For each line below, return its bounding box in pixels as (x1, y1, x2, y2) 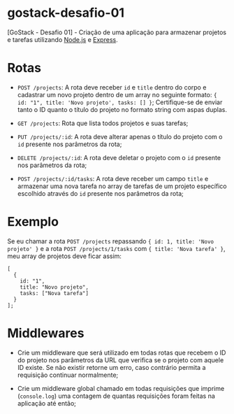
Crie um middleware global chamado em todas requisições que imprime (17, 384, 225, 392)
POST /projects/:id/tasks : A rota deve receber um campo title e (17, 174, 209, 183)
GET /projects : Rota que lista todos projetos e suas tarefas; (17, 119, 189, 127)
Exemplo (7, 214, 59, 230)
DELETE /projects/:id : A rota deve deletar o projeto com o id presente (17, 153, 221, 162)
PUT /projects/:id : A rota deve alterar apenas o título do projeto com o (17, 132, 223, 141)
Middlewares (7, 325, 85, 341)
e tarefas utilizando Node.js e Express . (7, 35, 118, 43)
